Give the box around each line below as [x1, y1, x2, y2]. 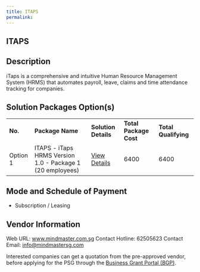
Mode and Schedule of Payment [6, 186, 127, 196]
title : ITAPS [6, 8, 39, 15]
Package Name [35, 126, 79, 135]
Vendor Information [6, 219, 80, 229]
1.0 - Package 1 [35, 158, 81, 167]
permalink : [6, 14, 33, 20]
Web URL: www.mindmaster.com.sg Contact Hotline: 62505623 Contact [6, 235, 183, 242]
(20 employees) [35, 166, 79, 174]
